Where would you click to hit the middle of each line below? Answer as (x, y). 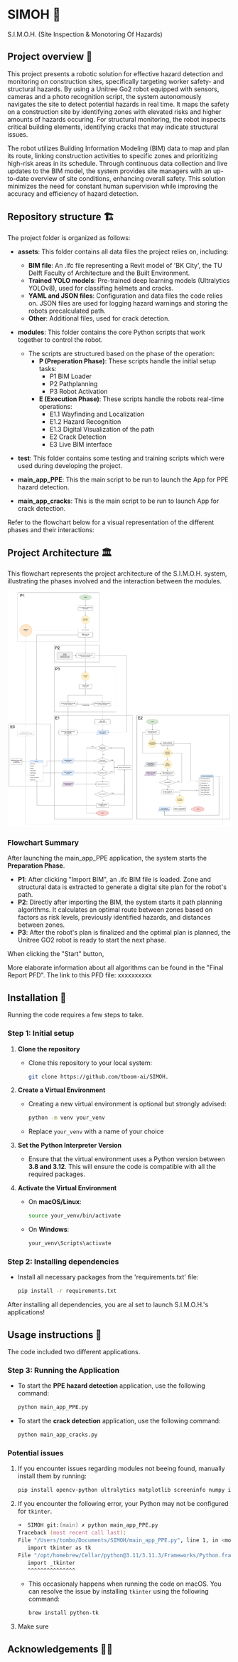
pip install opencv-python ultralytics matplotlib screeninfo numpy (121, 1490)
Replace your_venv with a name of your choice (96, 1131)
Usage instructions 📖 (55, 1335)
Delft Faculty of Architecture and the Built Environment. (109, 273)
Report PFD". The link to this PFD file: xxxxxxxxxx (80, 975)
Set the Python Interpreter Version (70, 1146)
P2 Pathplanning (74, 383)
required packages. (57, 1174)
